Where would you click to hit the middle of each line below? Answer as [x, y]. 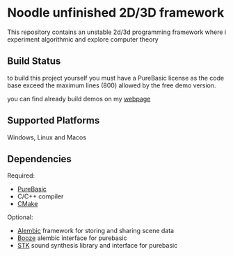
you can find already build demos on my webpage [79, 99]
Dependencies [39, 159]
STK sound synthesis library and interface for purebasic [97, 246]
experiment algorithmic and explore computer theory [83, 39]
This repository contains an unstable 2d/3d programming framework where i [117, 32]
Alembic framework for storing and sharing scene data [96, 231]
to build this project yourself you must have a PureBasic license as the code [116, 78]
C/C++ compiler [40, 196]
